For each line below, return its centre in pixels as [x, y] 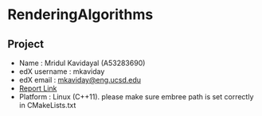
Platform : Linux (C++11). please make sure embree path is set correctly [136, 97]
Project [26, 44]
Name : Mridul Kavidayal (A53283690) [82, 63]
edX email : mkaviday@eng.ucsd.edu [80, 80]
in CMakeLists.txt [47, 105]
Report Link [38, 88]
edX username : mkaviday [62, 72]
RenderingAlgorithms [80, 15]
